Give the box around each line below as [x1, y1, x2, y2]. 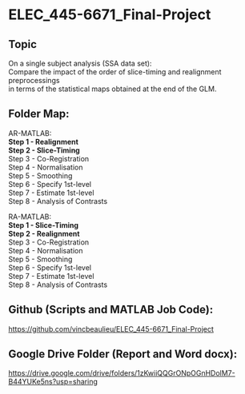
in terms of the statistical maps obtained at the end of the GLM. [8, 84, 217, 94]
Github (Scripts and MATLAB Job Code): [8, 303, 214, 316]
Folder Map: [8, 107, 70, 121]
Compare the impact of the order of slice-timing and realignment [8, 67, 222, 77]
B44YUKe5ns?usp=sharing [8, 377, 98, 387]
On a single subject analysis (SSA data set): [8, 58, 152, 68]
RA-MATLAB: [8, 212, 52, 221]
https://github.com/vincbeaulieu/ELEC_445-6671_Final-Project [8, 324, 215, 333]
